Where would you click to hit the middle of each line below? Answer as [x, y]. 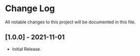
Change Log [30, 9]
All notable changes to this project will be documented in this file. [70, 22]
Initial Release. [26, 49]
